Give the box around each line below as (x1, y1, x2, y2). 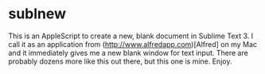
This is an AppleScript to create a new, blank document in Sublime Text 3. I (8, 31, 253, 41)
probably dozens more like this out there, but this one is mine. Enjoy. (8, 56, 232, 66)
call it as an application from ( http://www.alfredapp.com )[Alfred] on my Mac (8, 39, 257, 49)
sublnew (8, 5, 66, 23)
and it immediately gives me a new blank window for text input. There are (8, 48, 248, 57)
